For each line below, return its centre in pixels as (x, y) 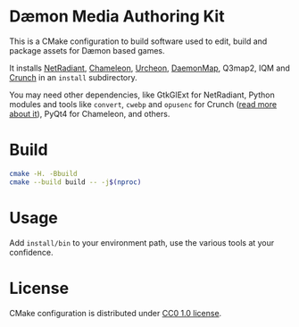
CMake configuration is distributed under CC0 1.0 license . (116, 313)
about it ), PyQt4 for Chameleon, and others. (90, 113)
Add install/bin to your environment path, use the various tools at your (142, 242)
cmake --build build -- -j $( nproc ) (75, 182)
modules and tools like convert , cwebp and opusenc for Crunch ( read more (143, 104)
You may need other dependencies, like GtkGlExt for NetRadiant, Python (142, 95)
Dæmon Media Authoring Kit (117, 17)
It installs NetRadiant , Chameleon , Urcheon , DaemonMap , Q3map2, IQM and (149, 68)
